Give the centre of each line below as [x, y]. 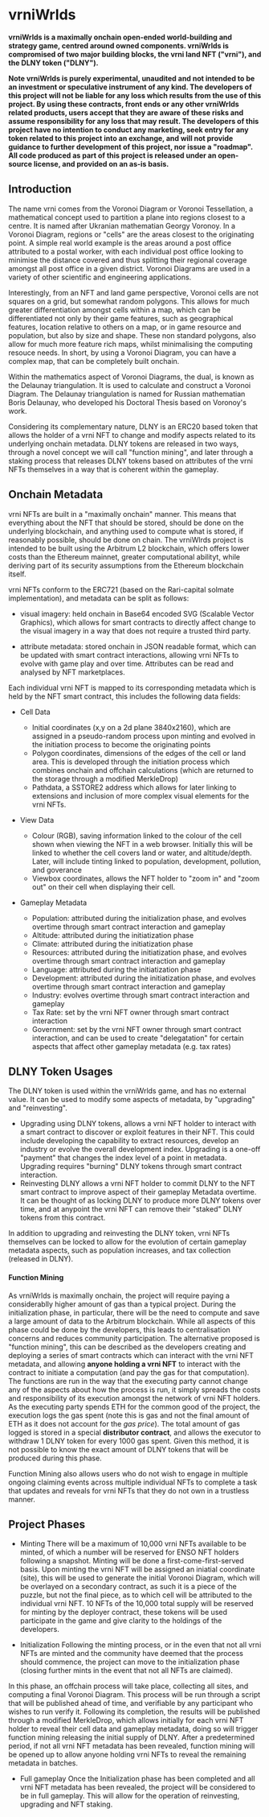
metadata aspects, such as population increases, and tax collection [120, 1250]
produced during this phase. [55, 1458]
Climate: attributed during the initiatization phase [112, 944]
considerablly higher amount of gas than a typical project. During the [122, 1304]
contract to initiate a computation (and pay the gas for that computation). [129, 1372]
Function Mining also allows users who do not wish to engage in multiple [128, 1473]
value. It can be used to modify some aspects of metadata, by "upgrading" [132, 1100]
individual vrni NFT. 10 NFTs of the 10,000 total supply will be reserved [137, 1604]
